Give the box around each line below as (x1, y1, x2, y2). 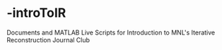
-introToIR (6, 5, 66, 21)
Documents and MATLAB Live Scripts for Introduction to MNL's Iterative (6, 28, 216, 37)
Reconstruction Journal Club (6, 35, 90, 44)
